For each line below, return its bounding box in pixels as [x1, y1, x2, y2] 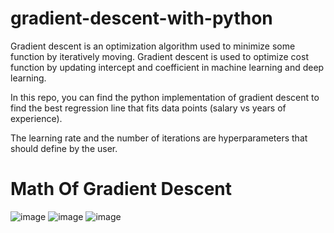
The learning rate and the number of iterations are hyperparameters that [10, 132, 308, 144]
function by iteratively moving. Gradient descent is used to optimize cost [10, 50, 309, 62]
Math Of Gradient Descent [10, 178, 233, 201]
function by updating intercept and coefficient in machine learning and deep [10, 61, 325, 73]
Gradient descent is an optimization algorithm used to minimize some [10, 40, 296, 52]
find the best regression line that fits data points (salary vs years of [10, 102, 287, 114]
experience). [10, 112, 63, 124]
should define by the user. [10, 142, 118, 154]
